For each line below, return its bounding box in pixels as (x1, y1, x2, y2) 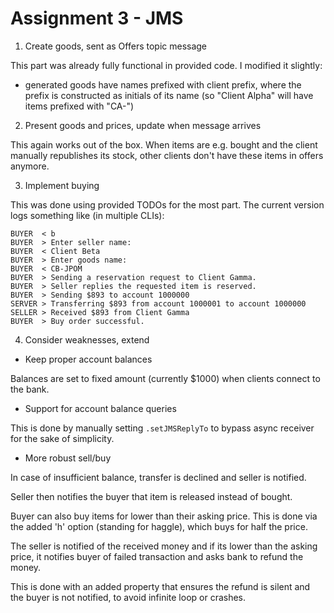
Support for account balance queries (24, 402, 177, 414)
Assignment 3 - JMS (10, 7, 184, 30)
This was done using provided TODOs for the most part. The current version (10, 198, 325, 211)
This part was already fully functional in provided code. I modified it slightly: (10, 59, 323, 71)
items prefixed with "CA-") (24, 100, 135, 112)
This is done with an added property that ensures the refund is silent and (10, 580, 311, 592)
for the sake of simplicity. (10, 432, 115, 444)
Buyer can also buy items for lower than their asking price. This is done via (10, 510, 318, 522)
